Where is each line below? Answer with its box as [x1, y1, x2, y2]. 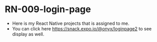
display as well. [12, 31, 44, 37]
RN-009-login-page [5, 4, 91, 15]
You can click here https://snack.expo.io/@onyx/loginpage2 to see [12, 25, 152, 31]
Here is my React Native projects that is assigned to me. [12, 20, 130, 26]
